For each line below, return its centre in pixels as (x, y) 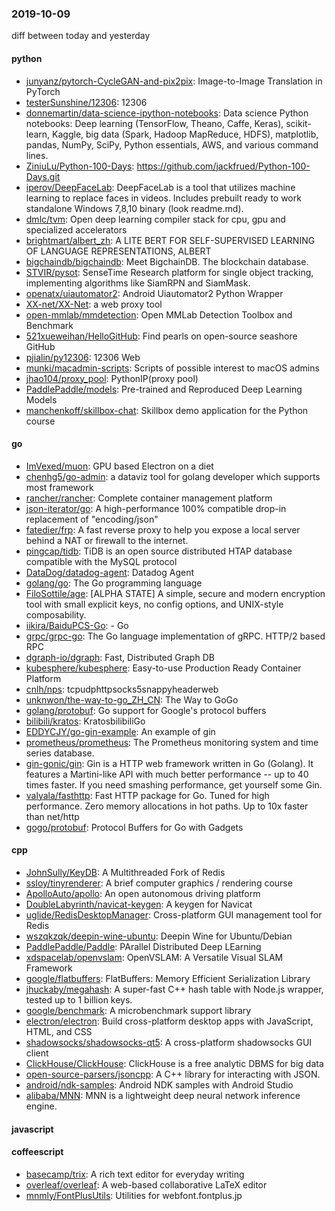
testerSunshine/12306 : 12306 (86, 102)
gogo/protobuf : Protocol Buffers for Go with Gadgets (134, 827)
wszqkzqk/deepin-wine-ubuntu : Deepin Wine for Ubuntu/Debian (159, 936)
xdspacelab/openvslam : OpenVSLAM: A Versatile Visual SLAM (154, 957)
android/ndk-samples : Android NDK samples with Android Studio (159, 1084)
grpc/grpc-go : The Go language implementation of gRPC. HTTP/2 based (175, 636)
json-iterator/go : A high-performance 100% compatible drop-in (156, 508)
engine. (41, 1106)
